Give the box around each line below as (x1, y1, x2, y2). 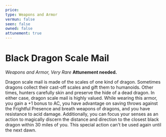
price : (5, 7, 19, 13)
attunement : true (5, 31, 42, 36)
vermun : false (5, 17, 35, 22)
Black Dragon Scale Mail (5, 52, 109, 64)
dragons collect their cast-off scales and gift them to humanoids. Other (5, 84, 153, 90)
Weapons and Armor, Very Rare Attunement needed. (5, 69, 117, 75)
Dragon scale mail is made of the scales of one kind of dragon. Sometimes (5, 79, 161, 85)
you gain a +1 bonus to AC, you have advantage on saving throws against (5, 100, 158, 106)
